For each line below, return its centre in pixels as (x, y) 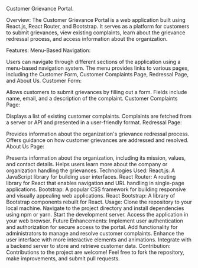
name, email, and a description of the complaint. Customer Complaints (92, 98)
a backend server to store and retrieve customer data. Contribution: (88, 246)
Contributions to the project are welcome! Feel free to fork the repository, (95, 252)
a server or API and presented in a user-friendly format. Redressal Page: (94, 122)
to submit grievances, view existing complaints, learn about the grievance (96, 33)
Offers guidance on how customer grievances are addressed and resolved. (98, 140)
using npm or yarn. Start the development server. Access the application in (97, 214)
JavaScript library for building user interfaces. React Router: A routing (91, 177)
